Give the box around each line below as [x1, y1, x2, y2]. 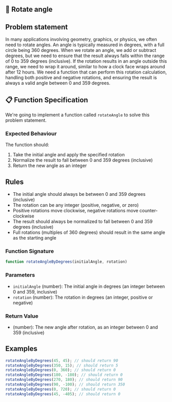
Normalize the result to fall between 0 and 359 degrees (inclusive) [12, 157, 153, 163]
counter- [139, 208, 158, 214]
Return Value [5, 312, 39, 319]
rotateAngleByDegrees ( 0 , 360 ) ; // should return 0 [5, 368, 116, 373]
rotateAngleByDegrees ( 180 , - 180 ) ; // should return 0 [5, 372, 123, 378]
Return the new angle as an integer [12, 162, 87, 169]
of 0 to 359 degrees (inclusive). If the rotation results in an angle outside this [5, 58, 167, 64]
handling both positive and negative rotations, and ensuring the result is [5, 75, 157, 81]
